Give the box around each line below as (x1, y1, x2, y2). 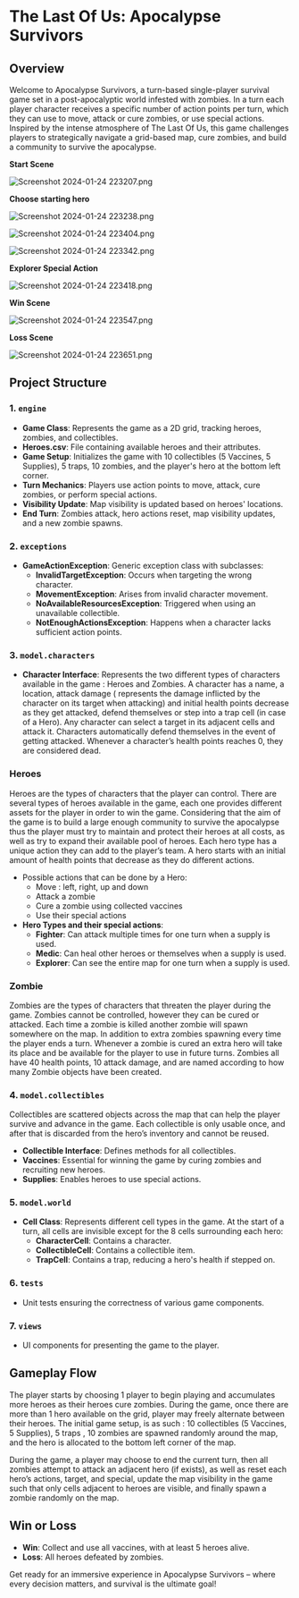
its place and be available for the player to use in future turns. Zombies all (9, 1047, 279, 1058)
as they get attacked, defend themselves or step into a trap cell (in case (21, 707, 287, 718)
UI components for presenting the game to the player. (21, 1340, 220, 1351)
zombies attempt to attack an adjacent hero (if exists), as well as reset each (9, 1464, 287, 1475)
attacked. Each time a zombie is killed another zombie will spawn (9, 1019, 248, 1029)
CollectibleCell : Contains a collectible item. (35, 1245, 195, 1256)
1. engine (9, 402, 47, 415)
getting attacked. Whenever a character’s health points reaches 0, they (21, 736, 284, 747)
